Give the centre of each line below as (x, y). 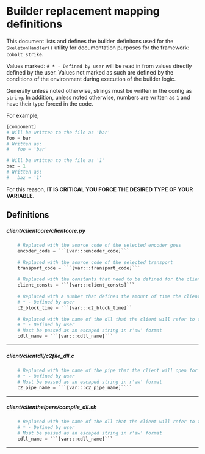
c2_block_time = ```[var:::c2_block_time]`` (75, 308)
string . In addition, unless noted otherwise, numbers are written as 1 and (98, 97)
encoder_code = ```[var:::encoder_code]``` (74, 251)
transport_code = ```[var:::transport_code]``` (79, 268)
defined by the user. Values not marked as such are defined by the (90, 72)
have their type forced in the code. (50, 104)
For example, (23, 115)
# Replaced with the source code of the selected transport (95, 262)
